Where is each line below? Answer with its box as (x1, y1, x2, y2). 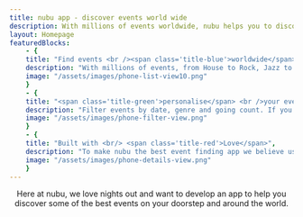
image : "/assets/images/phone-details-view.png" (25, 155, 212, 165)
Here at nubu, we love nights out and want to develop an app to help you (16, 188, 287, 199)
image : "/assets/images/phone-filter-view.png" (25, 113, 207, 122)
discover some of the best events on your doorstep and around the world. (14, 198, 289, 209)
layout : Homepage (9, 30, 75, 39)
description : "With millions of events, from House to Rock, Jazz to (25, 64, 293, 73)
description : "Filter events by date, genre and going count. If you (25, 105, 293, 114)
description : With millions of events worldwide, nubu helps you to (9, 22, 272, 31)
